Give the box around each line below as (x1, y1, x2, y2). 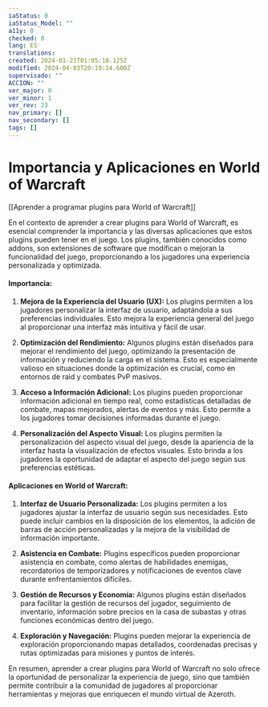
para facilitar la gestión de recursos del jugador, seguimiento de (19, 599, 231, 608)
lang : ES (8, 42, 38, 50)
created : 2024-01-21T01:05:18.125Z (8, 57, 128, 65)
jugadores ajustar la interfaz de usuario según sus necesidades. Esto (19, 508, 249, 517)
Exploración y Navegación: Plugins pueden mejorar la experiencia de (19, 631, 251, 641)
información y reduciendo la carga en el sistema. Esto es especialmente (19, 354, 258, 364)
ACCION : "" (8, 79, 45, 87)
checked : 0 (8, 34, 45, 43)
